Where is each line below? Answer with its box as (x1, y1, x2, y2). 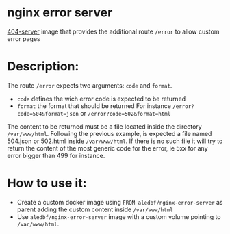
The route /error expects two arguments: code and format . (7, 81, 172, 90)
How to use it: (7, 176, 87, 191)
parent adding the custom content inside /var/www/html (16, 205, 173, 213)
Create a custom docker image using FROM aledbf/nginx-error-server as (16, 198, 223, 206)
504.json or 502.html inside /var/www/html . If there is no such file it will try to (7, 137, 223, 145)
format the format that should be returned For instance (16, 101, 171, 110)
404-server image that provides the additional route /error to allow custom (7, 27, 220, 36)
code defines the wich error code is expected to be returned (16, 94, 186, 103)
